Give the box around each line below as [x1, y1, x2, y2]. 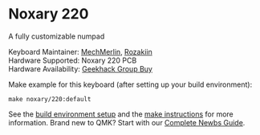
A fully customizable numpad [8, 31, 105, 41]
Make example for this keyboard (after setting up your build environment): [8, 80, 253, 89]
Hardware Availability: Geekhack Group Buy [8, 63, 152, 73]
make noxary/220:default [8, 95, 91, 103]
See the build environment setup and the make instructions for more [8, 109, 234, 119]
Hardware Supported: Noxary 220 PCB [8, 55, 137, 65]
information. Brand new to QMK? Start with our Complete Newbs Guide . [8, 117, 246, 127]
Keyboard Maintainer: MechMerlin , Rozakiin [8, 47, 152, 56]
